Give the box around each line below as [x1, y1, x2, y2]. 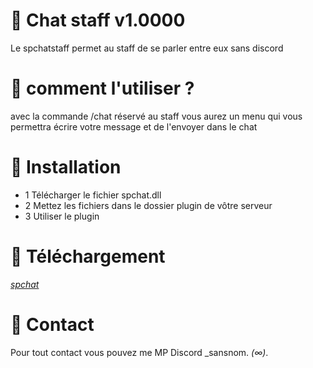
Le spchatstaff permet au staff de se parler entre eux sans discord [10, 42, 284, 54]
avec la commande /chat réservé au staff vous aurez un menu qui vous [10, 110, 303, 122]
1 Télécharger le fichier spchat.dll [24, 189, 162, 201]
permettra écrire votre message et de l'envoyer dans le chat [10, 120, 258, 133]
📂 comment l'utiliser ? [10, 77, 195, 100]
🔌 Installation [10, 156, 122, 179]
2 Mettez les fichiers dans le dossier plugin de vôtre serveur [24, 199, 273, 211]
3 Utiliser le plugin [24, 210, 100, 222]
